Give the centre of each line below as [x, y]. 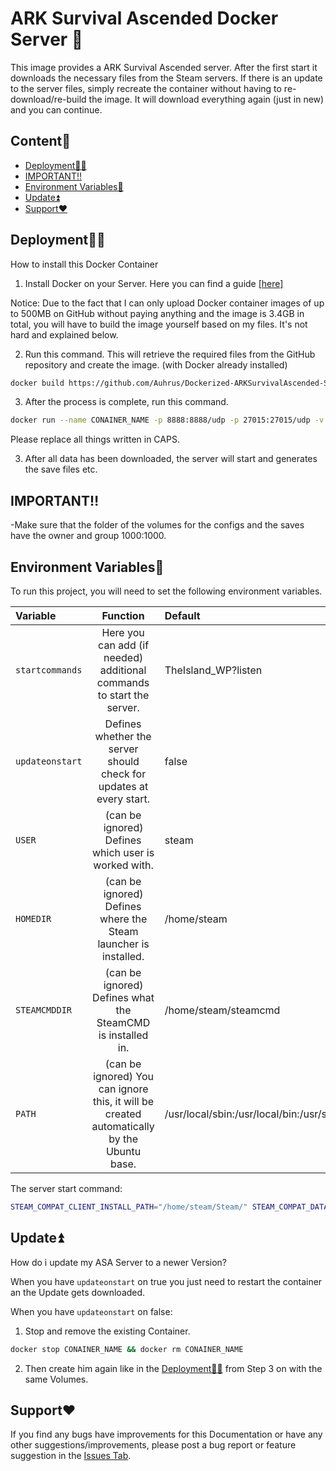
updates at [123, 786]
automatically [123, 1126]
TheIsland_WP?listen [213, 670]
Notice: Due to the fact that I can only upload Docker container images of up [167, 303]
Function [123, 615]
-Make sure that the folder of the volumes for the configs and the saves [157, 525]
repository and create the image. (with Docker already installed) [156, 364]
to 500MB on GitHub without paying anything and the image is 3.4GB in [157, 313]
